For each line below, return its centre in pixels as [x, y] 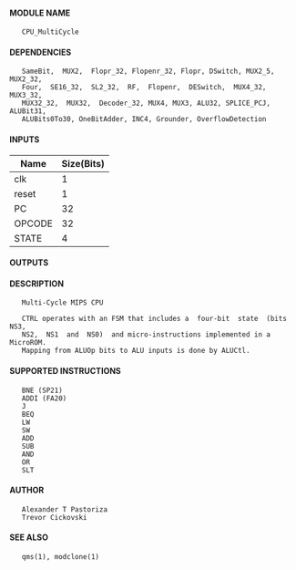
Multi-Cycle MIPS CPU [62, 303]
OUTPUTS [29, 263]
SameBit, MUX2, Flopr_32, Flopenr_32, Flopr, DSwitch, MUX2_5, [148, 72]
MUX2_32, [26, 79]
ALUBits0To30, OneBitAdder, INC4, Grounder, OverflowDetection [144, 119]
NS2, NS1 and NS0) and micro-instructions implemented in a [146, 335]
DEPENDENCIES [41, 52]
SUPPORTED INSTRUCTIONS [65, 371]
